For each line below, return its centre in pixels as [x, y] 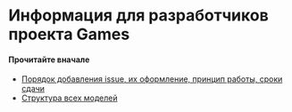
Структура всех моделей [69, 98]
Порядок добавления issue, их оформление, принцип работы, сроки [152, 79]
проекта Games [69, 34]
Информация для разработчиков [138, 16]
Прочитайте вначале [49, 60]
